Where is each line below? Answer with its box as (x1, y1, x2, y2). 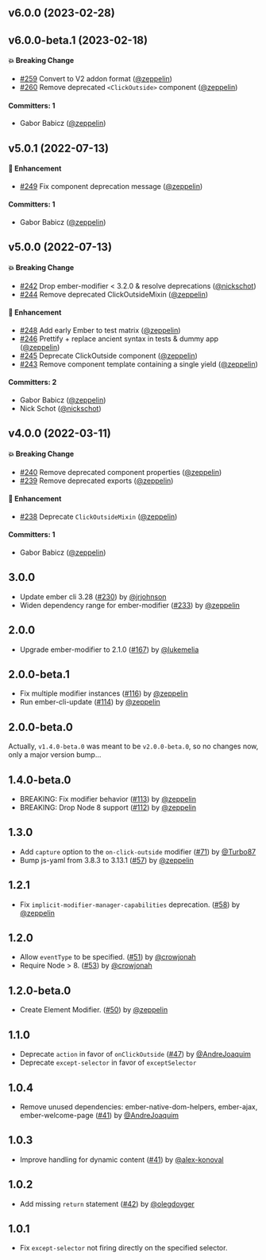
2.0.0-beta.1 (8, 668, 70, 681)
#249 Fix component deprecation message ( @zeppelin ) (19, 181, 203, 190)
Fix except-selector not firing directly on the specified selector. (19, 1243, 228, 1253)
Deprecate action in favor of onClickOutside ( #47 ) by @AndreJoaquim (19, 1050, 252, 1059)
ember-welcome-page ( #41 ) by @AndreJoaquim (19, 1110, 179, 1120)
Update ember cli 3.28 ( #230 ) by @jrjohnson (19, 591, 167, 601)
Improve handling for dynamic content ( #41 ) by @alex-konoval (19, 1155, 224, 1164)
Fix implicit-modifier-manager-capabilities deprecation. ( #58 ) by (19, 900, 241, 909)
